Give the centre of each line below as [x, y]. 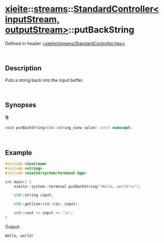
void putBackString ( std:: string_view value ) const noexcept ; [69, 128]
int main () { [18, 182]
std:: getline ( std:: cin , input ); [47, 204]
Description [23, 68]
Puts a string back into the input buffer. [44, 80]
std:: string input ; [34, 195]
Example [19, 153]
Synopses [21, 105]
